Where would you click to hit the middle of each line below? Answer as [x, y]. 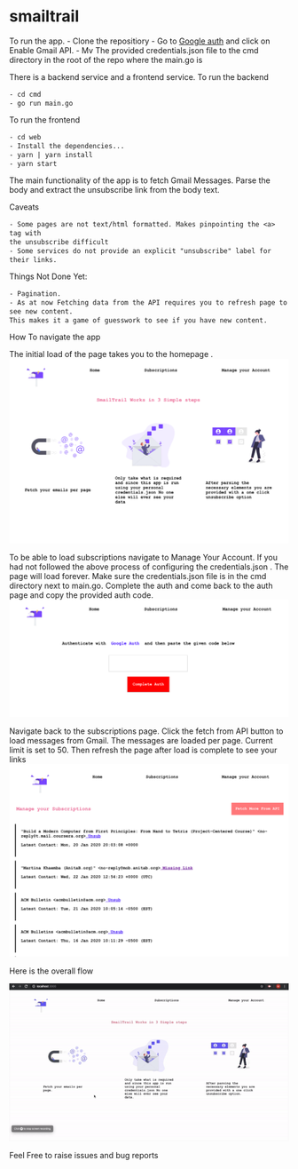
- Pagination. [35, 294]
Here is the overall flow [51, 971]
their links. [33, 259]
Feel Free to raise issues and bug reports [84, 1155]
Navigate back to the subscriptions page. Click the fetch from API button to [146, 731]
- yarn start [33, 163]
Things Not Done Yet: [48, 276]
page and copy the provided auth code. [81, 595]
